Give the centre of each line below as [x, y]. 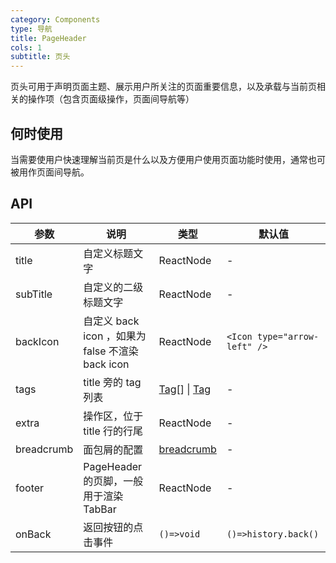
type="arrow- [288, 336]
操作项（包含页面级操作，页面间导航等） [111, 99]
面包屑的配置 [113, 449]
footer [30, 488]
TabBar [100, 509]
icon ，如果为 [115, 336]
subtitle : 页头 [40, 57]
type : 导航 [31, 29]
